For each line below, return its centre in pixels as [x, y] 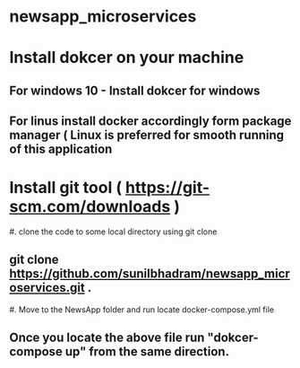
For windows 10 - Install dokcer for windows [135, 90]
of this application [61, 149]
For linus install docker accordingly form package [150, 122]
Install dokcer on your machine [127, 58]
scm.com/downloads [90, 207]
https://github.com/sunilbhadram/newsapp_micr [150, 274]
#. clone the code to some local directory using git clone [113, 232]
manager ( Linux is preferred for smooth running [147, 135]
